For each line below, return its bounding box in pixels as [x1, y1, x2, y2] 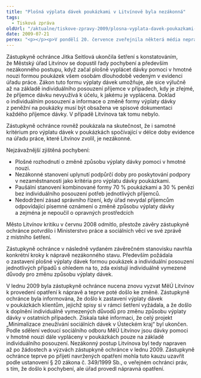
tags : [6, 14, 20, 20]
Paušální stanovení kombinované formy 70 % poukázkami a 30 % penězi [14, 184, 194, 191]
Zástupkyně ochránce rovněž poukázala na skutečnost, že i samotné [6, 122, 176, 129]
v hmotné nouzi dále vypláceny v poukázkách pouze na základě [6, 334, 165, 340]
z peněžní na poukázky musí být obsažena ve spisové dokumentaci [6, 104, 172, 111]
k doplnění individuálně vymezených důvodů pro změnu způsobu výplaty [6, 308, 187, 315]
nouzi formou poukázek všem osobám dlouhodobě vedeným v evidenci [6, 73, 183, 79]
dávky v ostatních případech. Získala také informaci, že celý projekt [6, 314, 173, 321]
